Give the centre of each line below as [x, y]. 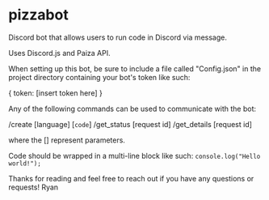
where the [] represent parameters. [67, 140]
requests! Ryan [34, 187]
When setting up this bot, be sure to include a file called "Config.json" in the [134, 68]
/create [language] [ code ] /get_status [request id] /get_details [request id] [130, 124]
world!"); [25, 164]
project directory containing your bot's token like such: [99, 77]
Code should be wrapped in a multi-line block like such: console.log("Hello [134, 155]
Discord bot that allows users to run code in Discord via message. [118, 37]
